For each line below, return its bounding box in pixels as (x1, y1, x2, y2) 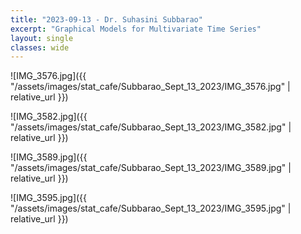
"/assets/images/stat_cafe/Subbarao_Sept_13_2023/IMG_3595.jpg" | (10, 202, 292, 215)
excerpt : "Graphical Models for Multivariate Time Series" (10, 24, 262, 34)
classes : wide (10, 42, 70, 53)
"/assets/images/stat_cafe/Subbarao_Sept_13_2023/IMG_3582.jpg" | (10, 121, 292, 133)
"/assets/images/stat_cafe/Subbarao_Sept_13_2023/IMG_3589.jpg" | (10, 162, 292, 174)
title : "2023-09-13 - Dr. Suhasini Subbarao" (10, 14, 203, 25)
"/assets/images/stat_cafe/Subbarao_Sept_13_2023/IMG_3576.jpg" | (10, 81, 291, 93)
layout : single (10, 33, 74, 43)
